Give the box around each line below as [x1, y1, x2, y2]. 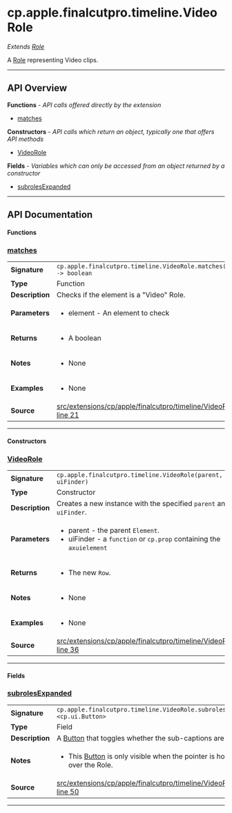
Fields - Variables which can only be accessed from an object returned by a [7, 161, 225, 170]
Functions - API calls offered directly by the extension [7, 100, 162, 109]
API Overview [7, 82, 68, 94]
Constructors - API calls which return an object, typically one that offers [7, 127, 215, 135]
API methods [7, 135, 43, 143]
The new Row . [68, 568, 111, 577]
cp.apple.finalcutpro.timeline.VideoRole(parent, [56, 471, 223, 478]
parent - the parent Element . [68, 525, 160, 535]
